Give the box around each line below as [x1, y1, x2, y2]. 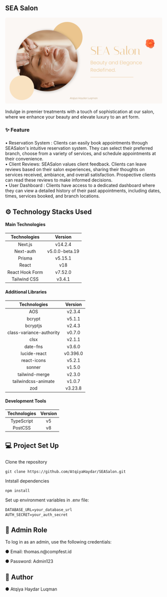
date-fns [24, 343, 43, 349]
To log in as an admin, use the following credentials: [5, 539, 112, 545]
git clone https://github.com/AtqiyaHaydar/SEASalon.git [5, 469, 126, 474]
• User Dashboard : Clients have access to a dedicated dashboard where [5, 182, 156, 188]
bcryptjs [24, 322, 42, 328]
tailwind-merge [17, 371, 50, 377]
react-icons [21, 357, 46, 363]
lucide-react [20, 350, 47, 356]
